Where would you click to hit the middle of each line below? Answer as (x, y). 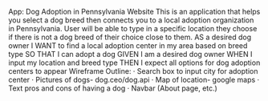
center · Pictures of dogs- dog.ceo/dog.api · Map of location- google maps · (134, 80)
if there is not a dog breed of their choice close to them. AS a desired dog (130, 37)
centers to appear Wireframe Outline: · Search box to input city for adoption (133, 71)
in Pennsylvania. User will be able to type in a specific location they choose (133, 28)
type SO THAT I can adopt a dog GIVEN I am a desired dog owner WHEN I (130, 54)
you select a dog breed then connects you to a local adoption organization (131, 20)
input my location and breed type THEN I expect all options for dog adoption (134, 63)
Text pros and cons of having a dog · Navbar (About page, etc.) (113, 88)
